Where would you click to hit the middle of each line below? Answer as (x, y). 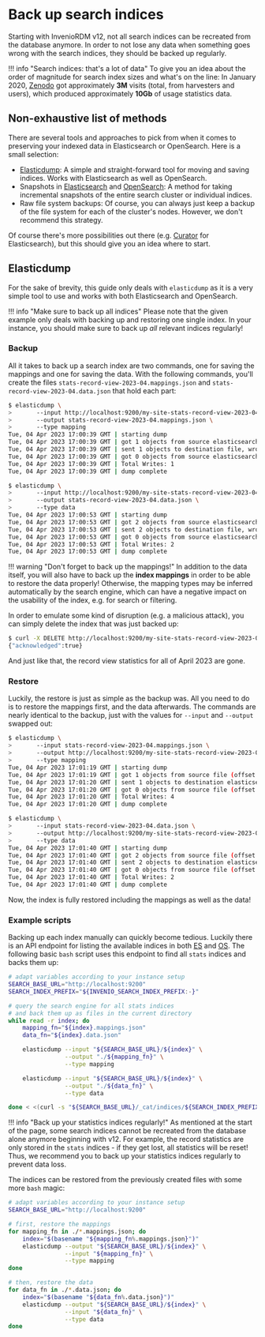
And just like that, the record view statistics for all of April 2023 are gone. (127, 661)
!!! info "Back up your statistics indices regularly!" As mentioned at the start (130, 1122)
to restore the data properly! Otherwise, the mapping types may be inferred (131, 584)
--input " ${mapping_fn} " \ (109, 1253)
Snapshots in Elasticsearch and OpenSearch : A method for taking (126, 186)
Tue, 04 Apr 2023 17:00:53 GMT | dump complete (88, 552)
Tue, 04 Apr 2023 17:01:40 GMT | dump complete (88, 885)
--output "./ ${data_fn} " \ (109, 1086)
